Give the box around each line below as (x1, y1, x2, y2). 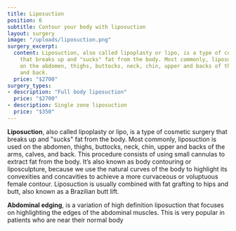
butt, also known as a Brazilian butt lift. (7, 187, 119, 195)
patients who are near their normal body (7, 216, 124, 224)
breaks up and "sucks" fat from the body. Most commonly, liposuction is (7, 135, 216, 143)
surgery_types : (7, 82, 52, 89)
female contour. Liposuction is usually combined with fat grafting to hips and (7, 180, 229, 188)
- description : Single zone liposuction (7, 102, 128, 109)
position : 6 (7, 17, 42, 24)
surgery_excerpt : (7, 43, 58, 50)
